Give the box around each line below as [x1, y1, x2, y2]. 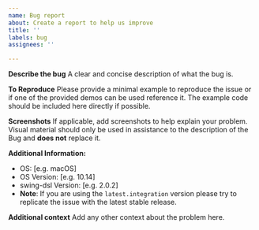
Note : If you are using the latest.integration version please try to [19, 189, 237, 198]
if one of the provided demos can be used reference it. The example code [8, 93, 249, 102]
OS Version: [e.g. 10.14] [19, 172, 96, 182]
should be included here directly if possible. [8, 102, 151, 111]
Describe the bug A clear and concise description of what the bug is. [8, 69, 234, 79]
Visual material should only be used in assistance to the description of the [8, 125, 249, 135]
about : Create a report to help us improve [8, 19, 154, 27]
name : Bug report [8, 11, 66, 20]
